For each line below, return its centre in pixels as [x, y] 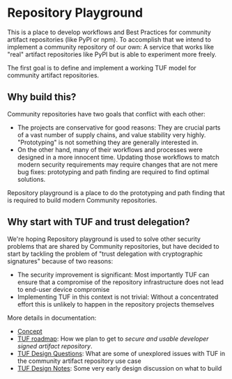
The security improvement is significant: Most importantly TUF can [113, 274]
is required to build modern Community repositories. [82, 200]
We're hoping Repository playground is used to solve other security [104, 239]
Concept [30, 331]
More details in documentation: [52, 318]
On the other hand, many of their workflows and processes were [110, 149]
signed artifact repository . [55, 346]
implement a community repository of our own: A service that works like [111, 47]
